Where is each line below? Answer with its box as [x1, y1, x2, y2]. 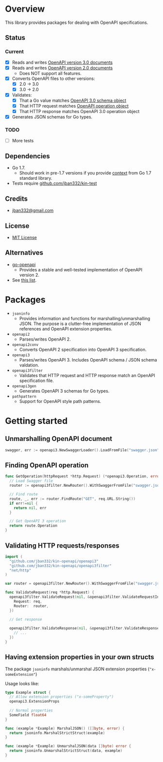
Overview [5, 3, 45, 15]
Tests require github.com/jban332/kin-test [12, 180, 97, 186]
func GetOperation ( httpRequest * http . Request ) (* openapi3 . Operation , [5, 474, 149, 479]
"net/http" [9, 568, 32, 573]
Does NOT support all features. [19, 70, 81, 76]
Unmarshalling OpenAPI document [5, 435, 113, 443]
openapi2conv [12, 342, 39, 347]
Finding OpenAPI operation [5, 461, 89, 470]
